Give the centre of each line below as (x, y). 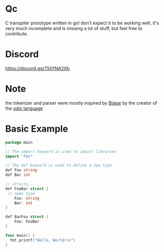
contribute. (17, 34)
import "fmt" (19, 156)
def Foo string (21, 170)
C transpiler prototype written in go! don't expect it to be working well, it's (82, 23)
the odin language (24, 108)
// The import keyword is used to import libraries (61, 151)
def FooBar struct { (27, 188)
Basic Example (37, 129)
